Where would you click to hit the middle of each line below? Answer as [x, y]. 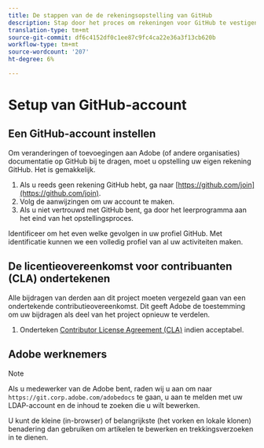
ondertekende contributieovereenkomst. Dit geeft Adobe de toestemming [127, 306]
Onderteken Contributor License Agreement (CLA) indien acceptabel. [132, 329]
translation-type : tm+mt [49, 30]
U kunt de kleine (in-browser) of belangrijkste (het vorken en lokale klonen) [130, 420]
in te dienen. [28, 437]
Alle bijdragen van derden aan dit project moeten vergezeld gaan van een [127, 297]
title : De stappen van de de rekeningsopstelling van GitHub [110, 15]
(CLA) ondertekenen [59, 279]
